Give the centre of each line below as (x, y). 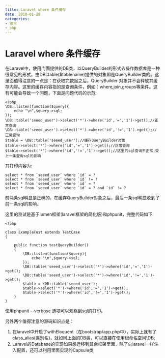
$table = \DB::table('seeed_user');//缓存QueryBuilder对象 (65, 141)
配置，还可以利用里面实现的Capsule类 (55, 350)
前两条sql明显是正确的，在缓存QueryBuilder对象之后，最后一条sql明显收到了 (82, 198)
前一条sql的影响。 (23, 204)
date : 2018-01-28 (23, 14)
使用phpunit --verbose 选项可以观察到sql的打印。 (55, 311)
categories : (17, 19)
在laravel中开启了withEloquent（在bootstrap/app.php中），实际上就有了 (84, 332)
